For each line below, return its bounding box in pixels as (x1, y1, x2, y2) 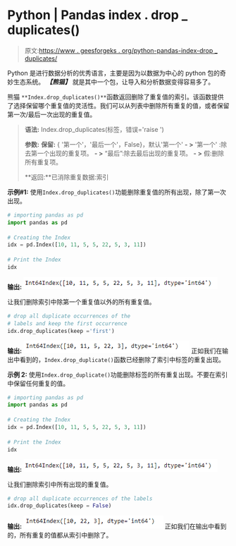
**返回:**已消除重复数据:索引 (24, 173, 109, 181)
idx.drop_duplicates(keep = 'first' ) (7, 327, 115, 334)
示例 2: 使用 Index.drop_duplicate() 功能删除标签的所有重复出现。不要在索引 (7, 370, 228, 379)
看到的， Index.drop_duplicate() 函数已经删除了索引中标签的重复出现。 (19, 355, 225, 363)
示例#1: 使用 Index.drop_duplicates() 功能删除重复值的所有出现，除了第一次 (7, 188, 227, 196)
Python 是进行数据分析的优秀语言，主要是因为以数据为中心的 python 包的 (7, 68, 221, 77)
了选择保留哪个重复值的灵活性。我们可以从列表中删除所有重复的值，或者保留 (7, 101, 230, 109)
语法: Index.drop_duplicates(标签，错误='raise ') (24, 125, 164, 133)
